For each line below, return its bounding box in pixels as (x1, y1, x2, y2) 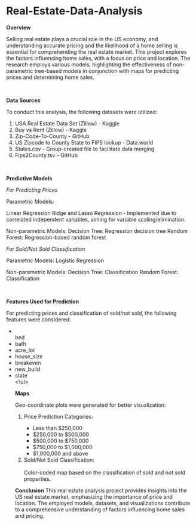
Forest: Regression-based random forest (6, 234, 106, 241)
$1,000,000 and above (32, 450, 88, 457)
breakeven (14, 359, 41, 366)
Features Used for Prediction (6, 297, 79, 305)
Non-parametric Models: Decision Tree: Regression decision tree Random (6, 227, 188, 234)
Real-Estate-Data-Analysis (6, 4, 143, 18)
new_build (14, 366, 41, 373)
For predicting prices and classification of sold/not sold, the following (6, 309, 177, 317)
